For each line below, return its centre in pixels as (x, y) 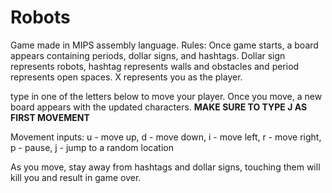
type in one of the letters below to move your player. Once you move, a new (166, 96)
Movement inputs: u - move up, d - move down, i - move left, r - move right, (166, 137)
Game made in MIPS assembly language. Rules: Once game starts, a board (164, 45)
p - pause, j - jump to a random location (92, 147)
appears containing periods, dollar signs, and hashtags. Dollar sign (148, 55)
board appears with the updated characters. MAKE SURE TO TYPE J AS (159, 107)
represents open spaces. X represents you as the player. (126, 77)
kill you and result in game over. (76, 177)
